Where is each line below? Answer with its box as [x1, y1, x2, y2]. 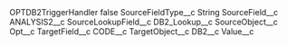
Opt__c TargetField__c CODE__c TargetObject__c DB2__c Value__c [9, 26, 254, 37]
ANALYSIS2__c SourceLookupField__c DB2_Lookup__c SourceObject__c [9, 16, 278, 27]
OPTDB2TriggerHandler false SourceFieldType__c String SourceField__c [9, 7, 279, 17]
